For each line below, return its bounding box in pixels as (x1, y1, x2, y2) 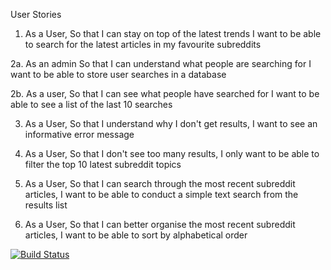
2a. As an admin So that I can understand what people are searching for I (10, 58, 312, 69)
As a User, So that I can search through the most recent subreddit (24, 178, 296, 189)
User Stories (10, 9, 62, 20)
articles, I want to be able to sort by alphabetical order (24, 229, 248, 241)
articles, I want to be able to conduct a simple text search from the (24, 189, 299, 200)
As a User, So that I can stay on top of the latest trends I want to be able (24, 28, 322, 39)
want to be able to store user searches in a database (10, 69, 227, 80)
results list (24, 199, 68, 211)
